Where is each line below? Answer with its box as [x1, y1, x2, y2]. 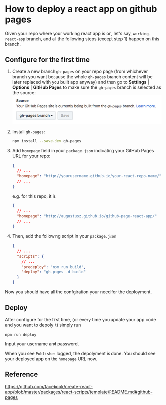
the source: [12, 89, 36, 95]
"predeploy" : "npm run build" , [21, 264, 86, 269]
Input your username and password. [5, 341, 79, 347]
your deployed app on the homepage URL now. [5, 356, 98, 362]
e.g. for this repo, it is [12, 193, 56, 199]
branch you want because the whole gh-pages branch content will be [12, 73, 153, 80]
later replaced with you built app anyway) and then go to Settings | [12, 79, 150, 85]
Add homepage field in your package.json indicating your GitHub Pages [12, 147, 154, 153]
